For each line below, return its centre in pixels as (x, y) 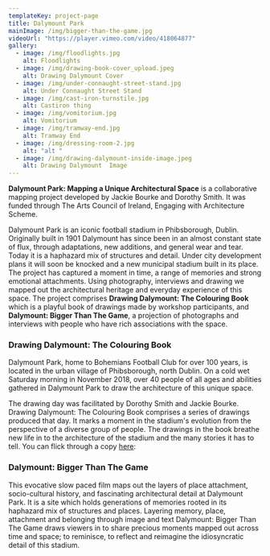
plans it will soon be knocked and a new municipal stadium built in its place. (133, 264)
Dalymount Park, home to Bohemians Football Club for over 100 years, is (128, 363)
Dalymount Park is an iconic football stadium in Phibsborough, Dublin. (124, 230)
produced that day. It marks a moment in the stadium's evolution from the (130, 421)
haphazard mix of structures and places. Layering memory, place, (117, 510)
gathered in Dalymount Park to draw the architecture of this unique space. (131, 388)
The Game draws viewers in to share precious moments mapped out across (134, 528)
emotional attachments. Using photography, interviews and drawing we (127, 281)
